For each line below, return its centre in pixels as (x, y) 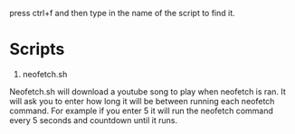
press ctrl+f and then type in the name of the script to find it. (122, 13)
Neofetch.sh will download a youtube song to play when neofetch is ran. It (148, 91)
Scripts (37, 49)
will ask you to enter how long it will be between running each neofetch (142, 101)
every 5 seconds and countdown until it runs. (94, 120)
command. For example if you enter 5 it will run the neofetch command (142, 111)
